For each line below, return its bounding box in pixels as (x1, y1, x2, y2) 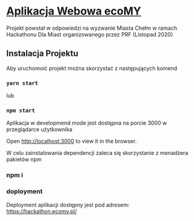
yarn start (6, 80, 38, 86)
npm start (6, 107, 35, 114)
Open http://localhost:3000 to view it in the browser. (6, 138, 137, 145)
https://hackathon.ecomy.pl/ (6, 208, 77, 215)
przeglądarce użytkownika (6, 126, 73, 133)
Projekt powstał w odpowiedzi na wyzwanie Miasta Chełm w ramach (6, 24, 178, 32)
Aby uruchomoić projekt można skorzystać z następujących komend (6, 64, 178, 72)
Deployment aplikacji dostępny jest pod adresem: (6, 201, 130, 208)
